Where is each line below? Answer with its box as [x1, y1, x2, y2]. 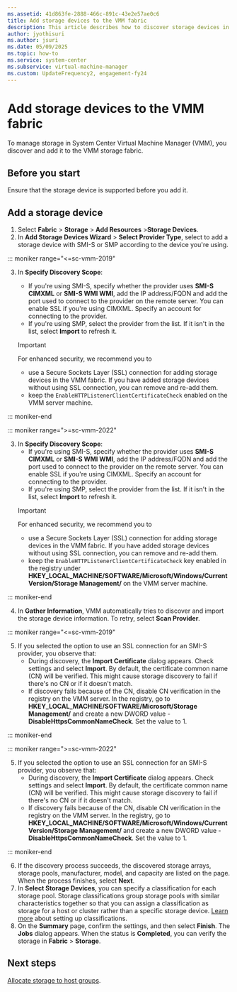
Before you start [7, 167, 81, 179]
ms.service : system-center [7, 57, 87, 64]
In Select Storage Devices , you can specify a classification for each [17, 884, 216, 893]
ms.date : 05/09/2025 [7, 43, 69, 50]
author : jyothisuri [7, 30, 65, 38]
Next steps [7, 957, 57, 969]
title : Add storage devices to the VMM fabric [7, 17, 147, 24]
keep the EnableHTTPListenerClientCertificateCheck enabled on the [28, 391, 228, 400]
